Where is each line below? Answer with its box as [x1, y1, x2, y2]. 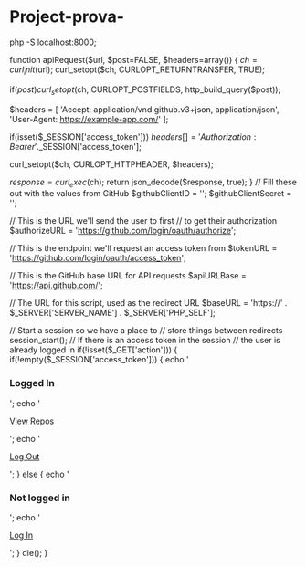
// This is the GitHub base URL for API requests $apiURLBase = [9, 270, 247, 281]
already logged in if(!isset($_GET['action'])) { [9, 344, 178, 355]
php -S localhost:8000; [9, 37, 97, 47]
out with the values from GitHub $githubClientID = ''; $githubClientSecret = [9, 188, 292, 199]
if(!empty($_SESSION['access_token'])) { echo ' [9, 354, 189, 365]
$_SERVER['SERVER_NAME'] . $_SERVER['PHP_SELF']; [9, 308, 216, 319]
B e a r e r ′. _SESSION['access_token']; [9, 141, 142, 152]
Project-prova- [9, 6, 125, 27]
